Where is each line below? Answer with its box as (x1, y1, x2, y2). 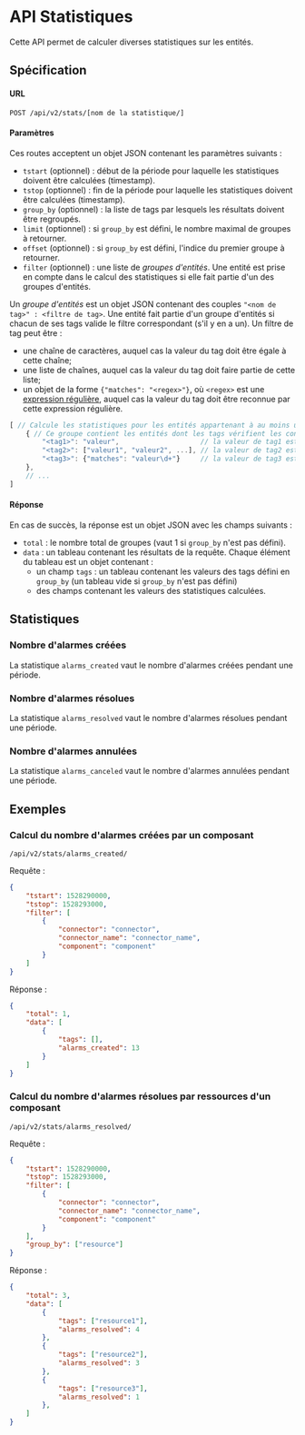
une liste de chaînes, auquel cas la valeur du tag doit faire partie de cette (22, 364, 296, 375)
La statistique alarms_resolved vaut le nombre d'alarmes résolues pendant (9, 712, 288, 723)
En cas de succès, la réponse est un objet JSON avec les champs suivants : (9, 520, 293, 530)
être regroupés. (22, 213, 82, 224)
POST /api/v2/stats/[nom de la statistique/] (9, 108, 184, 117)
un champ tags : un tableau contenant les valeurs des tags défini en (35, 566, 290, 577)
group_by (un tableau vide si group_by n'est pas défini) (35, 575, 238, 587)
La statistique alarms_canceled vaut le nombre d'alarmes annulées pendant (9, 766, 290, 777)
